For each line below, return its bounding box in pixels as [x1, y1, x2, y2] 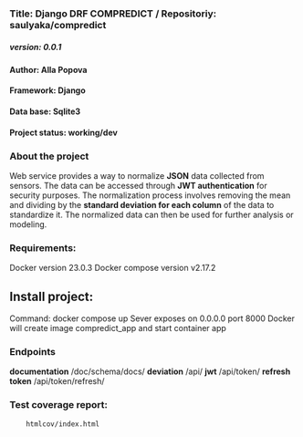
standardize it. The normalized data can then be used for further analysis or [9, 209, 294, 220]
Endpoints [9, 346, 57, 358]
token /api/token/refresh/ [9, 376, 105, 387]
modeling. [9, 218, 47, 230]
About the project [9, 150, 89, 162]
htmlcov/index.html [26, 419, 100, 429]
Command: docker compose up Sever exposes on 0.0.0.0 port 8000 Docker [9, 313, 295, 324]
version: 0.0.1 [9, 41, 62, 52]
